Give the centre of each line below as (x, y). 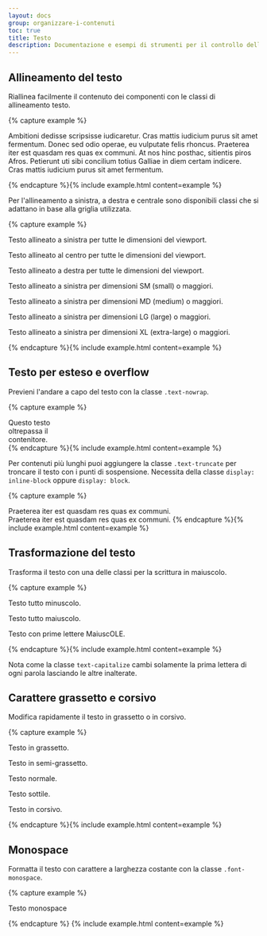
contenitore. (28, 439)
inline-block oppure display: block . (70, 480)
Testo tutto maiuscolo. (44, 618)
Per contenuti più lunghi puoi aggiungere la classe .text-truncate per (122, 463)
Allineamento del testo (66, 78)
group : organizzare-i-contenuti (62, 23)
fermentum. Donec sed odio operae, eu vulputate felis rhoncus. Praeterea (129, 144)
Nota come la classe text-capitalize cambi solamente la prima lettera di (128, 664)
